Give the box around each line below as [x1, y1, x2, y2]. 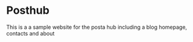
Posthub [6, 4, 50, 17]
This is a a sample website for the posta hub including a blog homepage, [6, 23, 188, 31]
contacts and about [6, 29, 55, 37]
